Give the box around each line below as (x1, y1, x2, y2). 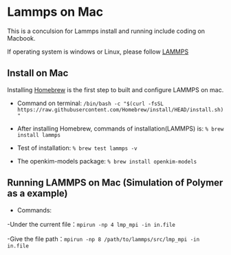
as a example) (7, 188, 68, 199)
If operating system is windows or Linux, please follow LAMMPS (7, 47, 189, 56)
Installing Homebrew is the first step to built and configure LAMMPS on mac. (7, 85, 224, 93)
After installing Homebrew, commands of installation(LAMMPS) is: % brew (16, 124, 224, 133)
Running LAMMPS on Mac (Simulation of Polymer (7, 177, 223, 189)
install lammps (16, 131, 61, 138)
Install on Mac (7, 67, 69, 79)
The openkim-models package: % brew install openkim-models (16, 157, 197, 165)
